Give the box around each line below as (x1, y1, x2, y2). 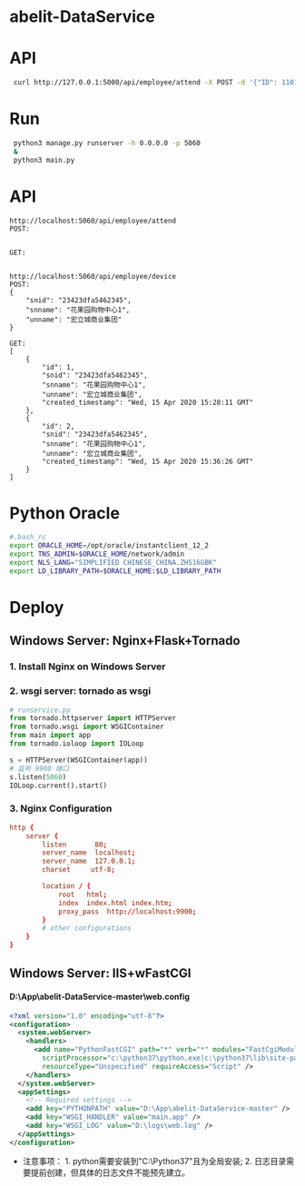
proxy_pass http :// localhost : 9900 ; (57, 906, 197, 916)
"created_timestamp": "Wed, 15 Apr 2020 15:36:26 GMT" (42, 457, 254, 466)
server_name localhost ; (42, 848, 136, 857)
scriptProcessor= (42, 1053, 107, 1062)
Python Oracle (9, 502, 121, 523)
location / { (42, 882, 92, 891)
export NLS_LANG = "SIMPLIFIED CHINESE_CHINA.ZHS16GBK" (9, 558, 218, 568)
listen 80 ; (42, 840, 107, 849)
